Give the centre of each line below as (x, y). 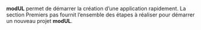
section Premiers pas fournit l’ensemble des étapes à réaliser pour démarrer (100, 15)
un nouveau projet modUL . (39, 21)
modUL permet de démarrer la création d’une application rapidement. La (96, 9)
